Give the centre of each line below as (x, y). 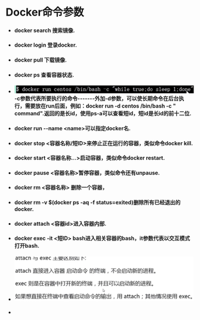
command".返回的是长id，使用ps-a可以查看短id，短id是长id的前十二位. (103, 114)
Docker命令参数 (45, 12)
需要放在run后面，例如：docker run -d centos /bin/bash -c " (100, 106)
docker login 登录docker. (45, 45)
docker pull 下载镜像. (40, 60)
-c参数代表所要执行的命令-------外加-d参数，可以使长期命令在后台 (96, 99)
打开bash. (27, 246)
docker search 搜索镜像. (44, 30)
